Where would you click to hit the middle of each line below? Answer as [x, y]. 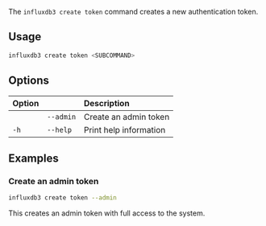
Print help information [125, 129]
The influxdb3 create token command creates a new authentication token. [133, 12]
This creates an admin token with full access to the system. [107, 213]
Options [29, 81]
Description [107, 103]
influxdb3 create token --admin [62, 198]
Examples [33, 158]
